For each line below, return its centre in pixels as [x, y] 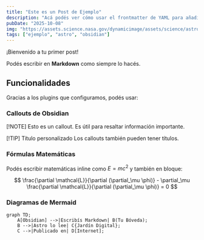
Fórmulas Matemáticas [41, 154]
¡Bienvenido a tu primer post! [42, 52]
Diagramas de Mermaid [42, 203]
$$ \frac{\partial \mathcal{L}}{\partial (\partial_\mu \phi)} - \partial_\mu [102, 180]
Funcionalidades [39, 83]
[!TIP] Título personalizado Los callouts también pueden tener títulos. [93, 138]
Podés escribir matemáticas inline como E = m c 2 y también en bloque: [94, 168]
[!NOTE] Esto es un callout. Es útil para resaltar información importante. [96, 127]
